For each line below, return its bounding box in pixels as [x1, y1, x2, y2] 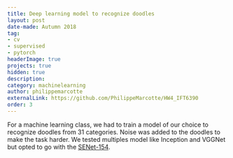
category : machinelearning [7, 82, 86, 89]
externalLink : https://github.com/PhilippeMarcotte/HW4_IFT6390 [7, 95, 199, 102]
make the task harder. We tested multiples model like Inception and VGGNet [7, 135, 226, 143]
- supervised [7, 43, 45, 50]
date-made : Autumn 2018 [7, 23, 77, 30]
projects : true [7, 62, 52, 69]
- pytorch [7, 50, 36, 57]
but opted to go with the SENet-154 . [7, 143, 111, 151]
